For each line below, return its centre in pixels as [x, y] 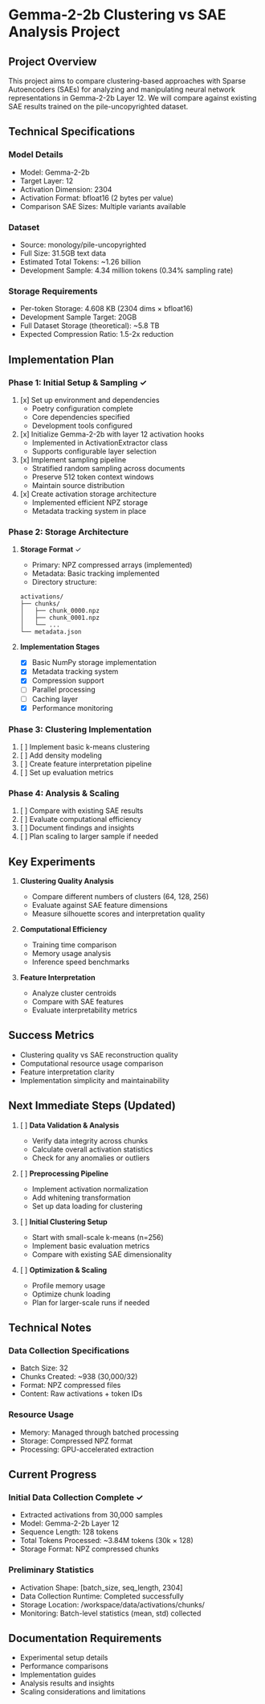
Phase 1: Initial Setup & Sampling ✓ [77, 382]
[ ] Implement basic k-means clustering [85, 746]
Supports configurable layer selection [94, 451]
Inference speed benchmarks [81, 962]
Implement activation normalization [90, 1189]
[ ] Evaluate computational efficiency [81, 819]
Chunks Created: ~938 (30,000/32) [79, 1377]
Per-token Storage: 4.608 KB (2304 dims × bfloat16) [106, 309]
